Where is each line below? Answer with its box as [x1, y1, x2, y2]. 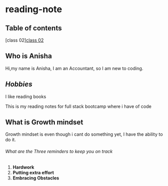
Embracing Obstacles [12, 175, 59, 181]
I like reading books [5, 93, 47, 99]
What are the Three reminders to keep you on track [5, 148, 113, 155]
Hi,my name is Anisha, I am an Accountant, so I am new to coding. [5, 65, 144, 71]
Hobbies [5, 80, 32, 89]
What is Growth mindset [5, 118, 84, 127]
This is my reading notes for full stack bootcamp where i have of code [5, 103, 152, 109]
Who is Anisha [5, 52, 52, 60]
